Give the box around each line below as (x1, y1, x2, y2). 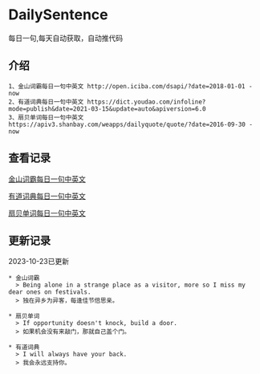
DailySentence (8, 6, 108, 24)
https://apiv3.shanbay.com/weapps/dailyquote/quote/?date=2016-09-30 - (8, 120, 253, 128)
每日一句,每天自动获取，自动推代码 (8, 33, 124, 43)
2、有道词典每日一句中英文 (8, 98, 84, 106)
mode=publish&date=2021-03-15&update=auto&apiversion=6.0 (8, 104, 206, 113)
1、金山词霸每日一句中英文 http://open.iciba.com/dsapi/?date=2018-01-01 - (8, 82, 253, 90)
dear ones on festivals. (8, 288, 91, 296)
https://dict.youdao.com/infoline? (87, 98, 206, 106)
